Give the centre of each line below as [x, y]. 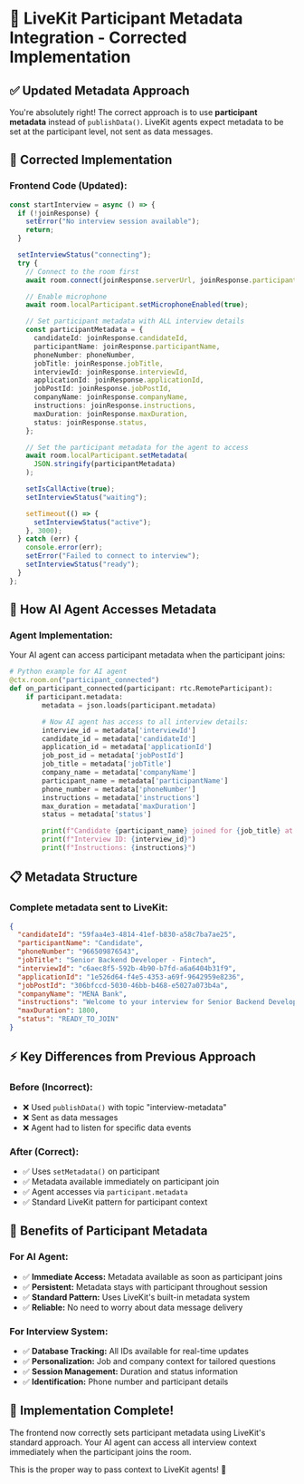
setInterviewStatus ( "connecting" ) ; [85, 255]
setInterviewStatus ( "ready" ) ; [83, 565]
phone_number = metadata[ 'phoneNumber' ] [119, 789]
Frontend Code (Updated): [68, 186]
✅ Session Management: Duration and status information [130, 1371]
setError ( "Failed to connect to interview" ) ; [113, 556]
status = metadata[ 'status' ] [97, 815]
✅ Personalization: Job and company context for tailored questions [149, 1361]
